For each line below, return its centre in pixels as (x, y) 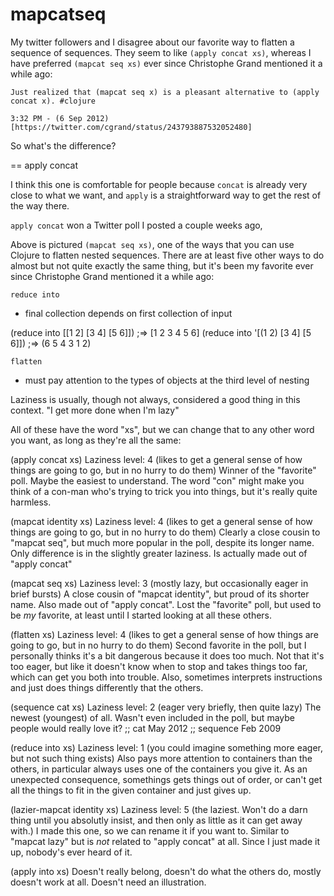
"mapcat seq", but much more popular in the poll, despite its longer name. (162, 542)
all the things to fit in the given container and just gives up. (131, 790)
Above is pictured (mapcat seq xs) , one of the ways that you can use (152, 244)
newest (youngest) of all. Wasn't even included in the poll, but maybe (152, 717)
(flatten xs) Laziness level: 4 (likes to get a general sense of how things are (164, 634)
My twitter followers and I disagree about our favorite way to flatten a (152, 42)
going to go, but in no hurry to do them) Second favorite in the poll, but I (158, 645)
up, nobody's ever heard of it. (71, 852)
